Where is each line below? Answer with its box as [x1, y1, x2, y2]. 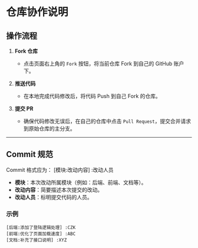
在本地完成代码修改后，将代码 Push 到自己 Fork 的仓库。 [23, 93, 161, 99]
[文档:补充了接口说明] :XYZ [6, 237, 67, 243]
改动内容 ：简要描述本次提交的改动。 [14, 186, 103, 193]
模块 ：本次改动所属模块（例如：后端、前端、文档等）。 [14, 178, 147, 186]
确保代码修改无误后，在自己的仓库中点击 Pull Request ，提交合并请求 [23, 118, 192, 125]
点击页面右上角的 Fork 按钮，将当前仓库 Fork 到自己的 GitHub [23, 60, 173, 67]
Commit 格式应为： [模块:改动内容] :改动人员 [6, 166, 114, 173]
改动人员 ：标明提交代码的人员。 [14, 193, 93, 201]
